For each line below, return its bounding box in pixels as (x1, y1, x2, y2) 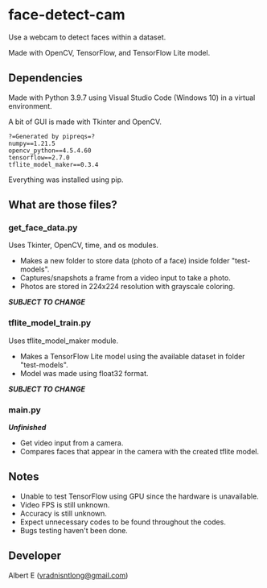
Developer (8, 549, 62, 563)
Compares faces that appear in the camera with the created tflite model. (19, 447, 260, 457)
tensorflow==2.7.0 (8, 153, 70, 162)
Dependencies (8, 71, 83, 85)
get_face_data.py (8, 222, 78, 234)
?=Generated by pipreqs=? (8, 132, 95, 140)
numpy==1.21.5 (8, 139, 56, 147)
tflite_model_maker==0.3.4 (8, 160, 99, 168)
